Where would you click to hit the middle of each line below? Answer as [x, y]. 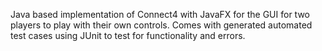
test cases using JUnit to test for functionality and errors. [128, 35]
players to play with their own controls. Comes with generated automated [161, 25]
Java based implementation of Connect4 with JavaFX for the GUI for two [160, 14]
